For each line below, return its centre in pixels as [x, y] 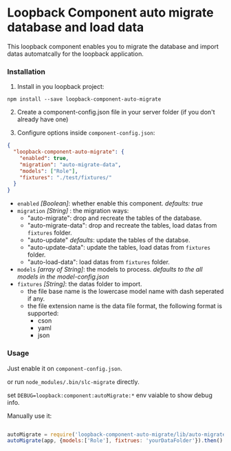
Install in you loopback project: [60, 87]
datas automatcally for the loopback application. [76, 54]
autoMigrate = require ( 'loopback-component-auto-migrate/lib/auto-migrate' [118, 434]
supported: [43, 313]
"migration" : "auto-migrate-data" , [70, 164]
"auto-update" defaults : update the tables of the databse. [109, 240]
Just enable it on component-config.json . [65, 368]
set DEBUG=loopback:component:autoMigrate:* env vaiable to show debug [110, 395]
